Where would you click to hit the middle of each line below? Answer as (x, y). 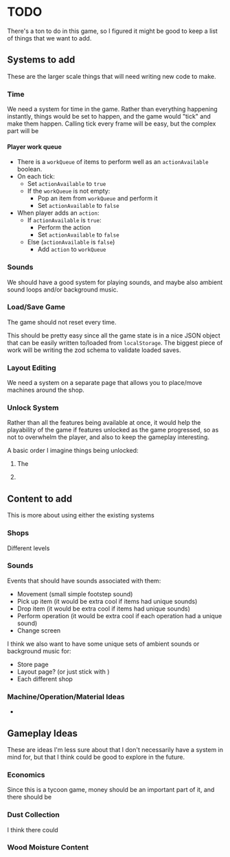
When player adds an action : (58, 213)
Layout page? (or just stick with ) (63, 671)
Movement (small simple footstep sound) (75, 594)
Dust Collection (34, 815)
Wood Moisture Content (48, 847)
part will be (23, 131)
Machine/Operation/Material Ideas (66, 696)
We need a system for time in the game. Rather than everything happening (112, 109)
